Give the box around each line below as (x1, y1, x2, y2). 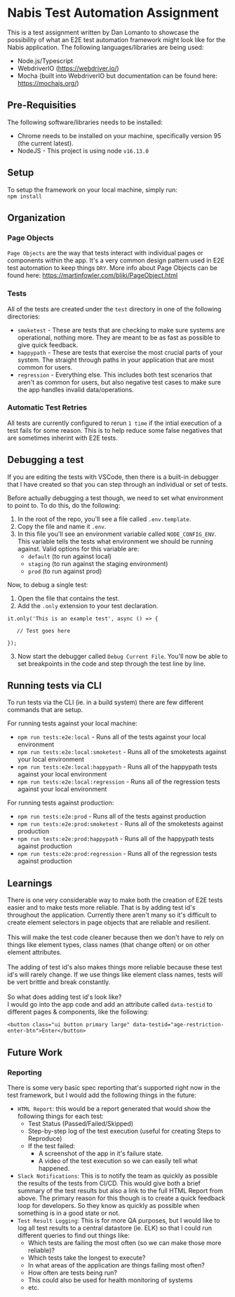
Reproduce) (27, 1134, 62, 1143)
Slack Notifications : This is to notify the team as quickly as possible (17, 1171, 218, 1180)
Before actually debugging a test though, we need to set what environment (7, 493, 224, 502)
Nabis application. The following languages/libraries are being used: (7, 43, 204, 51)
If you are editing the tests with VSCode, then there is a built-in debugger (7, 472, 219, 481)
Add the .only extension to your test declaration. (17, 601, 159, 610)
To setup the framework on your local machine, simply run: (7, 185, 177, 194)
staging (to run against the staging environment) (27, 559, 168, 567)
